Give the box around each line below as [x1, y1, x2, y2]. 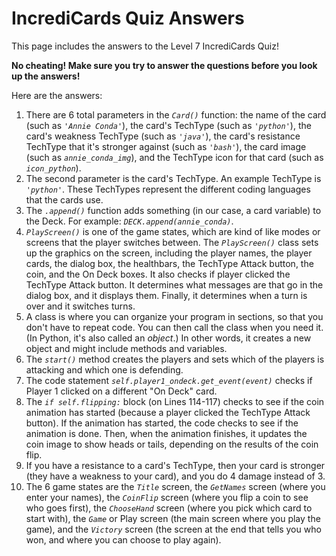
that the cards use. [25, 193, 104, 206]
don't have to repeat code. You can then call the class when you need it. [25, 321, 324, 333]
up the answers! [11, 70, 81, 82]
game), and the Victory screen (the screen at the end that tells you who [25, 523, 322, 535]
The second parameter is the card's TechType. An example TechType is [25, 172, 322, 184]
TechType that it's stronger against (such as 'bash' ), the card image [25, 140, 307, 152]
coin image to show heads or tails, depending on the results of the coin [25, 438, 319, 450]
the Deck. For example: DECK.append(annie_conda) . [25, 215, 234, 227]
